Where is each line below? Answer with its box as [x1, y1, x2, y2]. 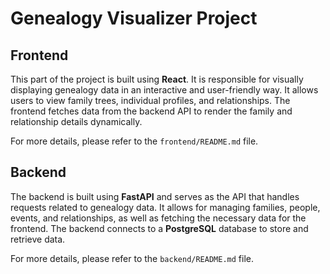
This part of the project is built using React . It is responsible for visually [10, 73, 304, 85]
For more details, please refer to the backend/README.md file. [10, 252, 254, 264]
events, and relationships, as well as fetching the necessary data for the [10, 212, 307, 224]
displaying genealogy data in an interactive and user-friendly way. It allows [10, 84, 319, 96]
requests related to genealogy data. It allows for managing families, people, [10, 201, 321, 213]
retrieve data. [10, 233, 66, 245]
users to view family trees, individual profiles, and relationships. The [10, 95, 291, 106]
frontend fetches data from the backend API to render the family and [10, 105, 293, 117]
